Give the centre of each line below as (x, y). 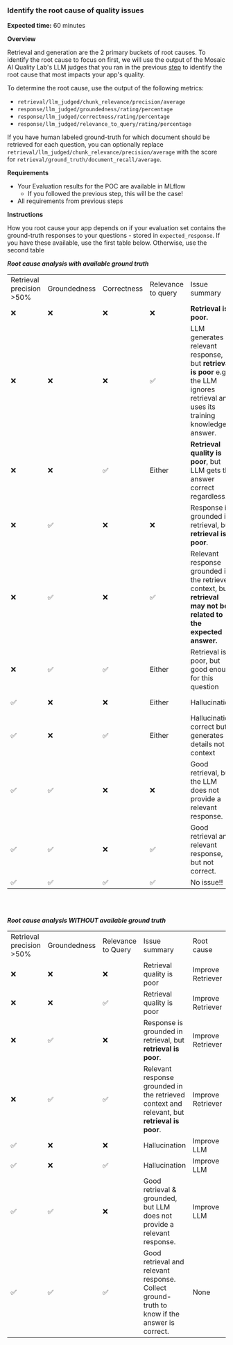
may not (204, 606)
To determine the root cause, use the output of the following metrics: (106, 88)
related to (207, 615)
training (203, 416)
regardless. (209, 497)
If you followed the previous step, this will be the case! (105, 194)
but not (202, 862)
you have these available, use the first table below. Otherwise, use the (107, 243)
